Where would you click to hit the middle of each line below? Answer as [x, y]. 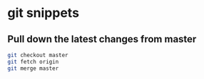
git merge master [33, 68]
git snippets [44, 13]
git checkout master [38, 55]
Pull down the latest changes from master [102, 39]
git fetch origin [33, 61]
